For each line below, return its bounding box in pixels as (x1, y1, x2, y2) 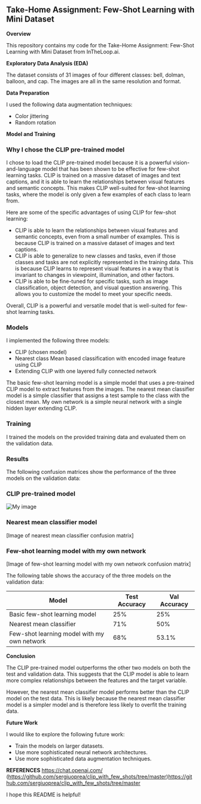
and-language (6, 165, 41, 173)
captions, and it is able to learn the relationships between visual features (6, 178, 185, 185)
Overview (6, 30, 31, 37)
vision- (172, 159, 190, 167)
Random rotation (14, 119, 56, 126)
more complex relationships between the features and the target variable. (6, 676, 187, 684)
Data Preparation (6, 89, 50, 96)
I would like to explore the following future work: (6, 730, 125, 737)
